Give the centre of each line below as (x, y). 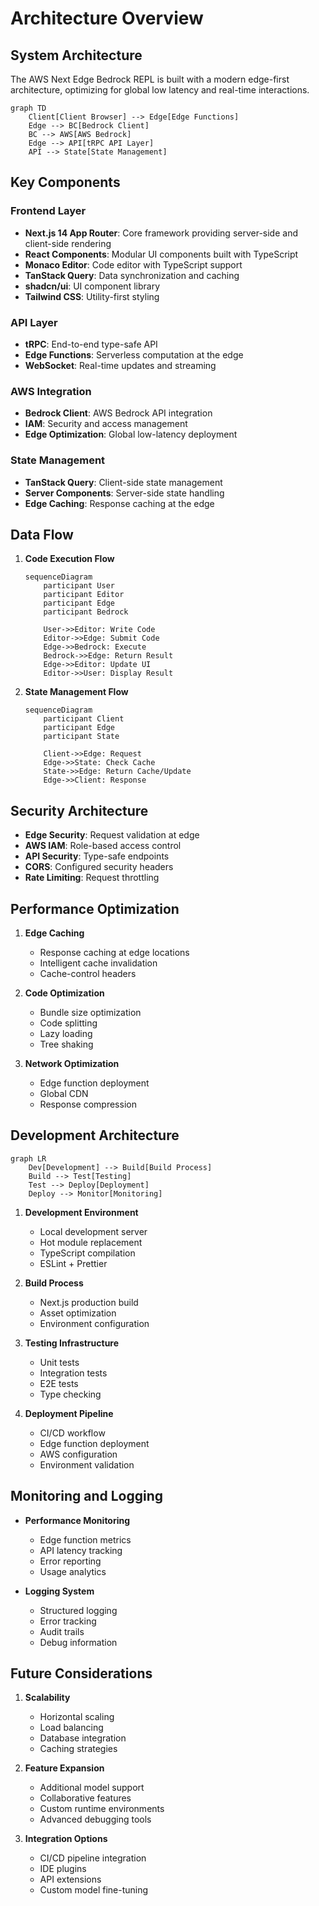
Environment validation (87, 1464)
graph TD (28, 108)
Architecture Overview (107, 18)
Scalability (47, 1698)
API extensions (70, 1879)
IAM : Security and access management (106, 424)
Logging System (59, 1591)
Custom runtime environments (102, 1809)
